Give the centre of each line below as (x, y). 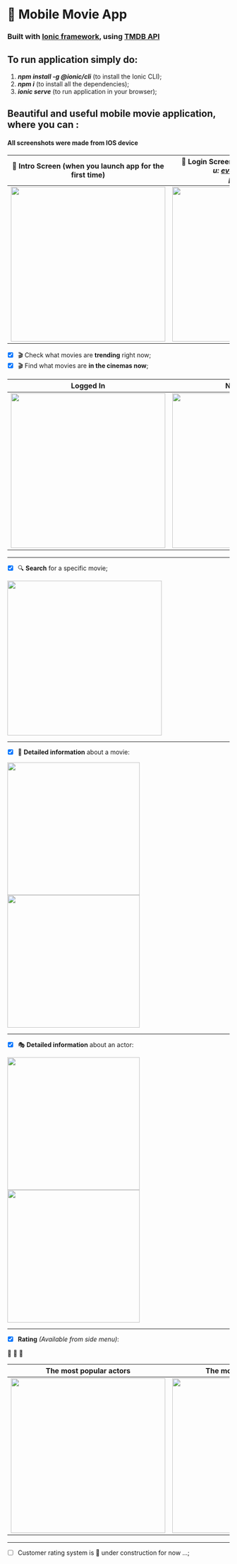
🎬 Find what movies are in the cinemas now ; (83, 365)
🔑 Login (194, 161)
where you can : (43, 125)
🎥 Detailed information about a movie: (74, 752)
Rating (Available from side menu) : (68, 1339)
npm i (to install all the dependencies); (73, 83)
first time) (88, 175)
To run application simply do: (73, 59)
